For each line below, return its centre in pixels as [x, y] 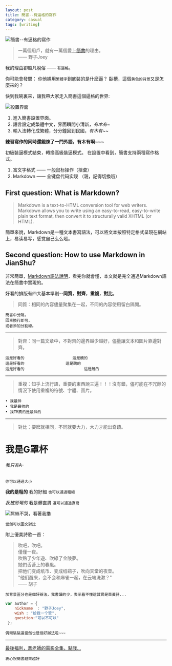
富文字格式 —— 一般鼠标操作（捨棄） [52, 170]
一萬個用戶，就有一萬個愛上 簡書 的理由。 [60, 51]
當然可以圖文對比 [21, 524]
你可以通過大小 [19, 482]
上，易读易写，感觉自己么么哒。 [39, 239]
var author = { [21, 604]
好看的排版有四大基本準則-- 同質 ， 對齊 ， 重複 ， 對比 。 [61, 293]
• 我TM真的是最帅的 [23, 412]
